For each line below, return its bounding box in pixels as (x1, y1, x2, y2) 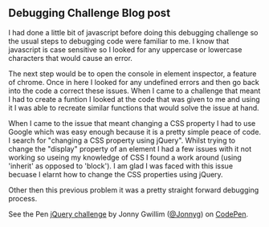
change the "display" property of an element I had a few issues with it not (8, 144, 252, 153)
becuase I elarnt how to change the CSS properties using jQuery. (8, 169, 223, 179)
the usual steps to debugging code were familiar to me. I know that (8, 36, 230, 46)
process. (8, 193, 38, 203)
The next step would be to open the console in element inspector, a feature (8, 68, 257, 79)
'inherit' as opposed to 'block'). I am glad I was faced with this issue (8, 160, 234, 171)
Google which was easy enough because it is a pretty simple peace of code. (8, 127, 262, 136)
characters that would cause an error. (8, 53, 132, 63)
